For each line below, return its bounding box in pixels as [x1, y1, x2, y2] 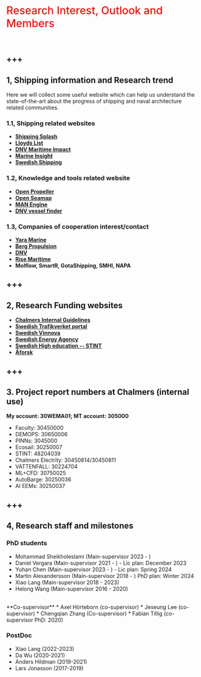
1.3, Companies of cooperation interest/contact [6, 222, 149, 231]
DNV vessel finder [15, 207, 63, 215]
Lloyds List [15, 139, 44, 146]
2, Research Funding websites [6, 300, 123, 311]
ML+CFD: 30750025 [15, 469, 66, 477]
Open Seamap [15, 194, 52, 201]
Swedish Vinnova [15, 329, 61, 337]
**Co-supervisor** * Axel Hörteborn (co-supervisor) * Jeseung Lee [6, 603, 177, 611]
